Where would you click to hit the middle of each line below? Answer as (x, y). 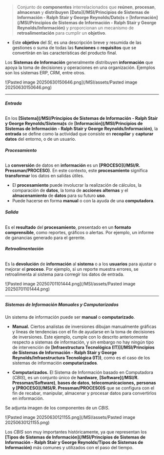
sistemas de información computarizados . (55, 363)
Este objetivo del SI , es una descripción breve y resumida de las (77, 43)
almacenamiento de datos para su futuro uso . (59, 195)
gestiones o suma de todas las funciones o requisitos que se (74, 48)
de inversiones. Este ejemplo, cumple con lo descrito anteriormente (80, 337)
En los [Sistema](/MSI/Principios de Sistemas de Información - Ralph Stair (82, 118)
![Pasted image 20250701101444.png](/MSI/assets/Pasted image (70, 283)
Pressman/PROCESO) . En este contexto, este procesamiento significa (76, 171)
